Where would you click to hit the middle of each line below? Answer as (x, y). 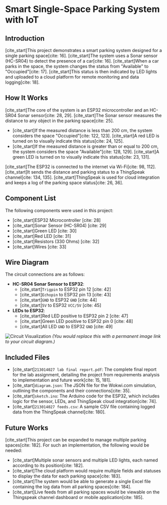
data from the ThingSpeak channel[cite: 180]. (59, 412)
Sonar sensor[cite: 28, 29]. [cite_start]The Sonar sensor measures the (89, 115)
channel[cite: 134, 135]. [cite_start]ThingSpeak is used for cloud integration (82, 177)
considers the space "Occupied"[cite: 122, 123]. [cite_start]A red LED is (86, 136)
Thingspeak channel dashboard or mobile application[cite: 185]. (78, 497)
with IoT (22, 20)
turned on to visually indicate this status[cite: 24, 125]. (68, 141)
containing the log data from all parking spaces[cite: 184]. (72, 487)
